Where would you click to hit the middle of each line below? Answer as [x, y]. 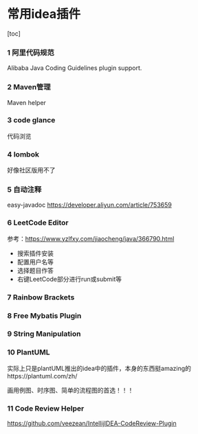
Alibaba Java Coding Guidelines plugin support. [75, 68]
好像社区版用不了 [31, 170]
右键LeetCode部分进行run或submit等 [69, 279]
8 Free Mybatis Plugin [44, 315]
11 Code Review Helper [46, 408]
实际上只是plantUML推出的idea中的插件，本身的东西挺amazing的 [99, 368]
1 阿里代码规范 [31, 52]
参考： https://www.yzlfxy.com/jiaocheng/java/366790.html [91, 238]
